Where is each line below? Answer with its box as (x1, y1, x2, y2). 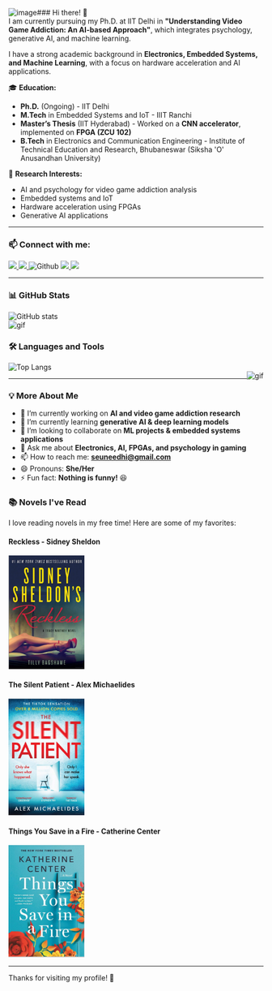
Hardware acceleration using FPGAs (19, 202, 142, 211)
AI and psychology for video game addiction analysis (19, 185, 198, 194)
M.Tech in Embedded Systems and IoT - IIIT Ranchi (19, 110, 192, 119)
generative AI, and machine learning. (8, 33, 131, 43)
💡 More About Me (8, 390, 79, 401)
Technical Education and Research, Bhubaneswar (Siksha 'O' (19, 144, 224, 154)
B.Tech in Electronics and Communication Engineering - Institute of (19, 136, 245, 145)
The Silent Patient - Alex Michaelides (8, 680, 135, 690)
